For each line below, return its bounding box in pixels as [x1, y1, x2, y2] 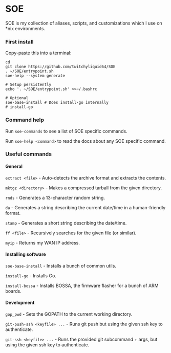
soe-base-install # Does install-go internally [5, 100, 109, 105]
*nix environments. [5, 25, 46, 31]
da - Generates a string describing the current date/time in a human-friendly [5, 204, 166, 210]
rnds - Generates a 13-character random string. [5, 194, 105, 201]
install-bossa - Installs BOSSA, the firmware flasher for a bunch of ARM [5, 282, 159, 289]
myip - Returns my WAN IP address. [5, 239, 80, 246]
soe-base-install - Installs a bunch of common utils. [5, 262, 117, 269]
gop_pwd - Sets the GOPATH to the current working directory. [5, 311, 133, 317]
